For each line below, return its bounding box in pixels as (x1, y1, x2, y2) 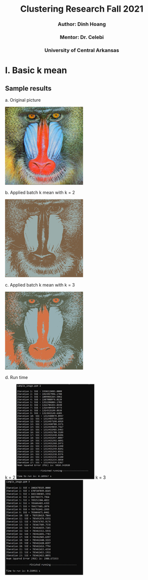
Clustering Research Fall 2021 (20, 3, 144, 15)
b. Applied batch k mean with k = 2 (5, 189, 75, 195)
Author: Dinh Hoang (57, 21, 106, 28)
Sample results (5, 84, 52, 92)
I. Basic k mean (5, 65, 67, 76)
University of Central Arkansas (44, 47, 119, 54)
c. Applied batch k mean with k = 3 (5, 282, 75, 288)
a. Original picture (5, 97, 41, 103)
